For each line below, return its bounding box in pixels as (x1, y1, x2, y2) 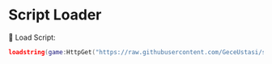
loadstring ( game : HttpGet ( (8, 48, 96, 56)
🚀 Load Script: (8, 32, 56, 42)
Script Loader (8, 6, 102, 24)
